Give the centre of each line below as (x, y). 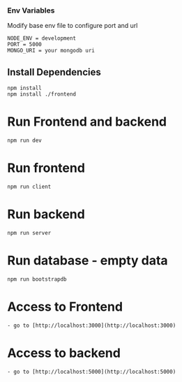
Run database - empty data (88, 261)
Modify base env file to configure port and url (73, 26)
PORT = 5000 (24, 45)
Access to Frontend (65, 307)
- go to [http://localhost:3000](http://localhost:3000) (92, 325)
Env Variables (31, 10)
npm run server (29, 233)
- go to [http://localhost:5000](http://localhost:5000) (92, 372)
